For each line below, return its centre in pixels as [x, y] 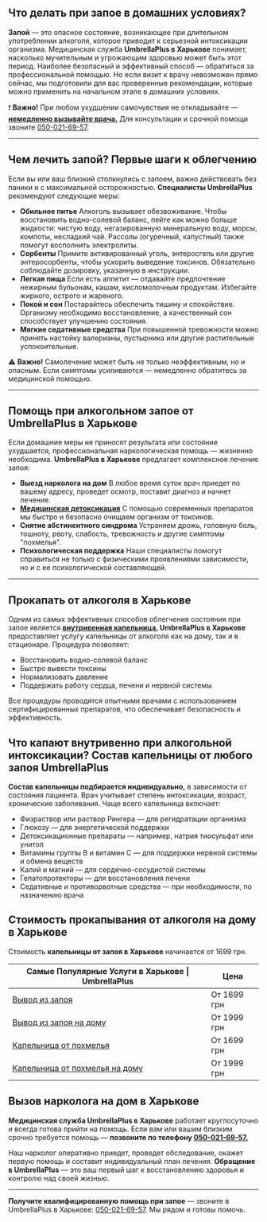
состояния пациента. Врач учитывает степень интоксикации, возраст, [128, 795]
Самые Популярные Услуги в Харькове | [108, 971]
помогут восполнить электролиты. [79, 245]
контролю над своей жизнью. [59, 1178]
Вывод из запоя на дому [59, 1022]
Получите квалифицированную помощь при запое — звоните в [119, 1201]
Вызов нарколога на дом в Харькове [104, 1102]
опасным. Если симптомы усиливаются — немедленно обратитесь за [128, 370]
